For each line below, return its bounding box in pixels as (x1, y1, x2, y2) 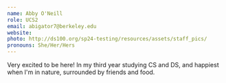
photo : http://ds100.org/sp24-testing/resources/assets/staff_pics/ (7, 36, 207, 43)
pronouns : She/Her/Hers (7, 42, 76, 49)
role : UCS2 (7, 16, 38, 23)
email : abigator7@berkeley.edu (7, 23, 97, 29)
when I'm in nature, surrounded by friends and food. (7, 68, 155, 76)
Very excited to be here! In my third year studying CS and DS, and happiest (7, 61, 219, 69)
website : (7, 29, 32, 36)
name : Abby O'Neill (7, 10, 63, 17)
